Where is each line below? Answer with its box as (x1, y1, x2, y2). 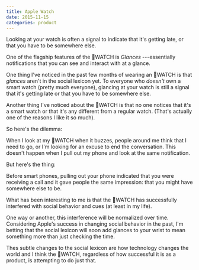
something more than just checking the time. (6, 233, 115, 240)
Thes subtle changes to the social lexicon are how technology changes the (6, 245, 189, 252)
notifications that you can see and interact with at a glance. (6, 60, 151, 67)
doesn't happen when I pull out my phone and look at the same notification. (6, 149, 191, 157)
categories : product (6, 19, 57, 25)
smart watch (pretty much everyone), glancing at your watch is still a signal (6, 84, 190, 91)
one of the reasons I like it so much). (6, 114, 95, 121)
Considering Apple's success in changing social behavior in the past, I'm (6, 220, 184, 227)
